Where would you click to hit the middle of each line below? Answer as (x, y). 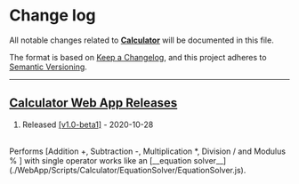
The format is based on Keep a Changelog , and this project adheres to (138, 57)
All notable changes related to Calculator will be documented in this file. (141, 40)
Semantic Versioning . (48, 67)
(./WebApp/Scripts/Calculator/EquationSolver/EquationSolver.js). (128, 170)
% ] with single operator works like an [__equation (101, 160)
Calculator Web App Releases (93, 103)
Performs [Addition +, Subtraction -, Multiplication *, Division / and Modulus (148, 151)
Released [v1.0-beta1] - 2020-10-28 (88, 124)
